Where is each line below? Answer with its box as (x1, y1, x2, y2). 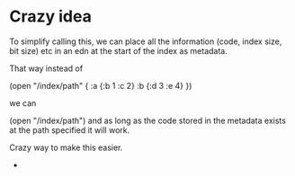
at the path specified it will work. (9, 124, 130, 136)
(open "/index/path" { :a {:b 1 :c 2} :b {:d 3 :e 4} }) (9, 80, 192, 91)
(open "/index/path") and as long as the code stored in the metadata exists (9, 115, 286, 126)
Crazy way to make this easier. (9, 142, 123, 153)
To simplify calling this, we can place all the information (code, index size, (9, 36, 282, 47)
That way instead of (9, 63, 84, 74)
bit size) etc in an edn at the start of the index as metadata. (9, 45, 228, 56)
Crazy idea (9, 6, 92, 27)
